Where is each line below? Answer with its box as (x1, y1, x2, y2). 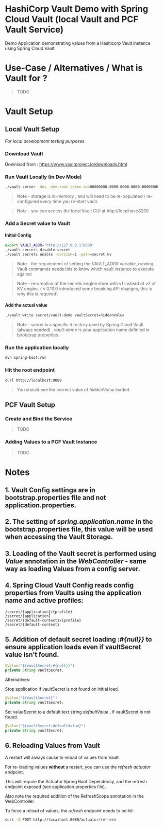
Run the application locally (5, 344, 69, 351)
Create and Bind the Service (5, 415, 73, 422)
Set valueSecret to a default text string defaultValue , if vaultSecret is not (5, 709, 151, 715)
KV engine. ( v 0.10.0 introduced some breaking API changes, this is (16, 286, 152, 292)
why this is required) (16, 291, 58, 297)
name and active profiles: (5, 596, 84, 605)
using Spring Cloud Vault (5, 45, 55, 51)
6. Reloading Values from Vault (5, 741, 100, 750)
